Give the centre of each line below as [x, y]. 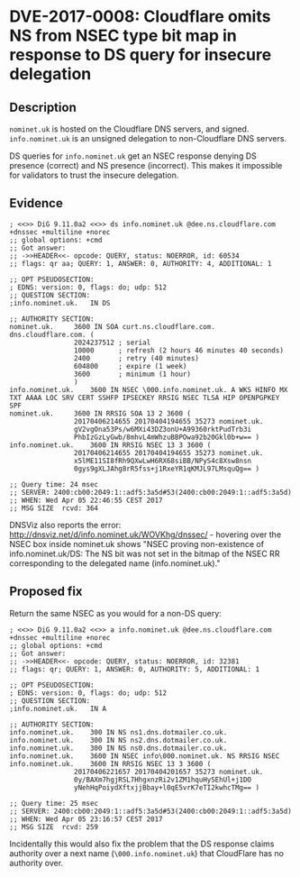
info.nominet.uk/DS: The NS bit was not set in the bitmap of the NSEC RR [145, 553]
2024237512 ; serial [112, 343]
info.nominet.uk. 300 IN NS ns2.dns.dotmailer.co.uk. [118, 740]
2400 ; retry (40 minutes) [136, 358]
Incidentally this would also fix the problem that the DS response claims [142, 844]
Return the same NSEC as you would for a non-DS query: [116, 613]
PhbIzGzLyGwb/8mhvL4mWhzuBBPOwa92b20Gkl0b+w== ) [166, 437]
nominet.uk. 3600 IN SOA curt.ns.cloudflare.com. [113, 326]
